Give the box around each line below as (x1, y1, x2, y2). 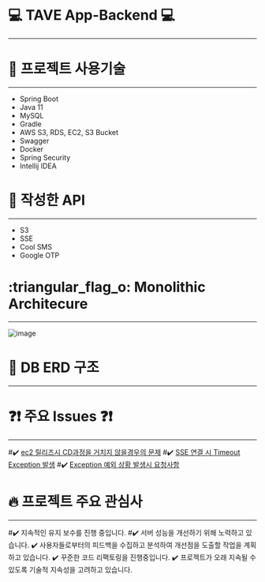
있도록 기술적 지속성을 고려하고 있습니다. (8, 565, 132, 574)
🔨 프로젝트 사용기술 (8, 60, 126, 78)
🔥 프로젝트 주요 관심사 (8, 493, 144, 510)
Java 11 (19, 102, 43, 111)
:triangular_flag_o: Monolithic (8, 278, 207, 296)
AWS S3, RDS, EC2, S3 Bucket (19, 127, 118, 137)
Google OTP (19, 250, 60, 260)
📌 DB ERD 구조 (8, 359, 100, 376)
